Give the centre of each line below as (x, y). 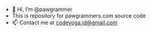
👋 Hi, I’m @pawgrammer (42, 9)
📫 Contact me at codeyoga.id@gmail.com (65, 22)
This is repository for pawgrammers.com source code (79, 16)
